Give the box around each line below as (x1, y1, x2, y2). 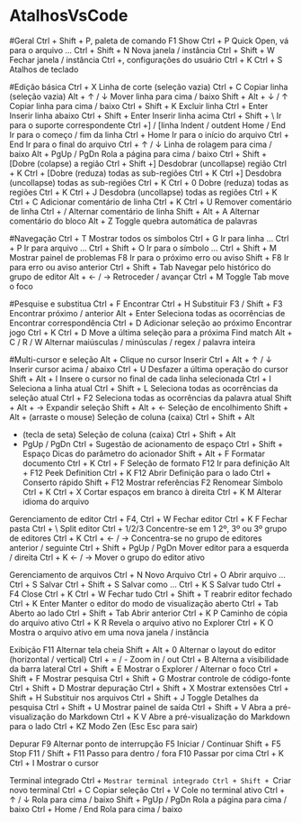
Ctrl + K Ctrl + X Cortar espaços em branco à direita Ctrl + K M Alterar (22, 486, 282, 497)
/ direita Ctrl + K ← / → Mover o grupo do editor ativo (9, 552, 205, 562)
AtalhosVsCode (9, 5, 128, 26)
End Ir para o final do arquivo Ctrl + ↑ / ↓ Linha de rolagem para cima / (9, 139, 272, 150)
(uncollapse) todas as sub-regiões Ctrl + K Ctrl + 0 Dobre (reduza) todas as (9, 177, 289, 187)
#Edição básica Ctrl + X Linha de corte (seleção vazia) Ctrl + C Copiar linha (9, 81, 288, 92)
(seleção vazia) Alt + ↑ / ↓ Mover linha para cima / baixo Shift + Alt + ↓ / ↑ (9, 91, 289, 102)
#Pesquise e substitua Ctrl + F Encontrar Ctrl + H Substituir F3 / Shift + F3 (9, 298, 283, 309)
